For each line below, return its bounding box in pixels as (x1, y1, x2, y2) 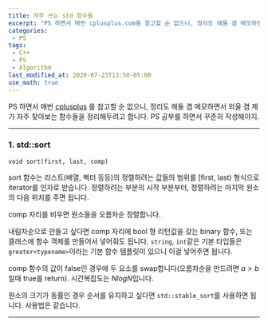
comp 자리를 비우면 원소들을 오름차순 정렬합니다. (8, 209, 161, 219)
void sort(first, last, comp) (8, 157, 109, 165)
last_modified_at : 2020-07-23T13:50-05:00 (8, 71, 152, 79)
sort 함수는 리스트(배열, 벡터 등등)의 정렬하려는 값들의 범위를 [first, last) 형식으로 (8, 173, 260, 182)
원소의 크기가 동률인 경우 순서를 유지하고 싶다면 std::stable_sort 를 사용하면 (8, 290, 249, 300)
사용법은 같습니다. (25, 300, 81, 310)
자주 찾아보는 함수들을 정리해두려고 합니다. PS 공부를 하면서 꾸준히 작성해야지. (16, 111, 260, 121)
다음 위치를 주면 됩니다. (16, 193, 89, 202)
